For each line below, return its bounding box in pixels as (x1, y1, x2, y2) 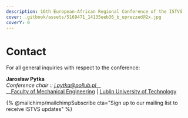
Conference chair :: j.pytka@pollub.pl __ (6, 82, 101, 89)
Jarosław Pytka (6, 76, 45, 83)
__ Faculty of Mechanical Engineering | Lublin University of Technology (6, 88, 177, 95)
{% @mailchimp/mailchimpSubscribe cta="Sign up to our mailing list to (6, 99, 178, 106)
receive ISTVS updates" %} (6, 106, 73, 113)
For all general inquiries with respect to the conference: (6, 64, 140, 71)
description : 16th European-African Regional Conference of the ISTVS (6, 8, 183, 15)
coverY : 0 (6, 19, 31, 25)
